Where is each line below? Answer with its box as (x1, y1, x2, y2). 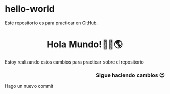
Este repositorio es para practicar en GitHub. (5, 20, 98, 26)
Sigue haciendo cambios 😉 (95, 72, 165, 79)
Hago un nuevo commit (5, 83, 54, 89)
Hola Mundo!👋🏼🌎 (47, 39, 123, 50)
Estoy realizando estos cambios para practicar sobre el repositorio (5, 59, 144, 65)
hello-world (5, 3, 55, 15)
